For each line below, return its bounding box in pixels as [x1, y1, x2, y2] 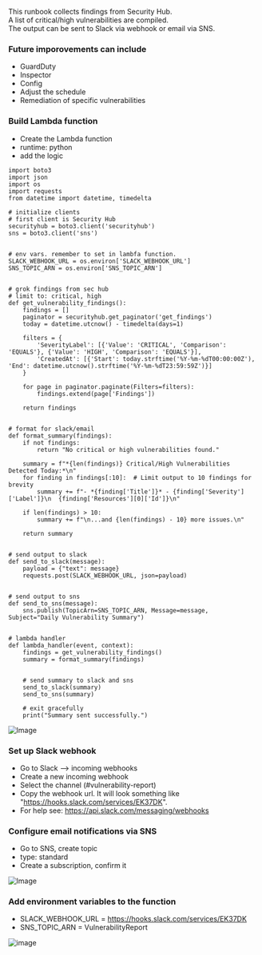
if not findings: [22, 438, 81, 446]
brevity [8, 481, 34, 489]
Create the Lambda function [19, 133, 113, 143]
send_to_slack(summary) [22, 683, 102, 691]
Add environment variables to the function [8, 896, 177, 907]
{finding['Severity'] [173, 487, 245, 496]
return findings [22, 403, 77, 412]
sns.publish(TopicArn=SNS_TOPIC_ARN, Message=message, [22, 606, 209, 614]
